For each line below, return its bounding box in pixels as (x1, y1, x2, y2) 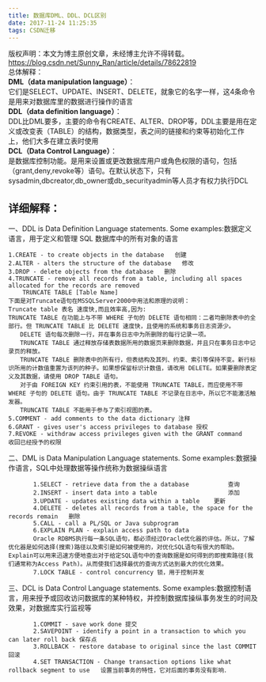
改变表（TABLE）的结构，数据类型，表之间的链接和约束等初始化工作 (21, 127, 245, 136)
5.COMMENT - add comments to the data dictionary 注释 (8, 415, 191, 423)
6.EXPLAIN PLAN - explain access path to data (32, 527, 190, 535)
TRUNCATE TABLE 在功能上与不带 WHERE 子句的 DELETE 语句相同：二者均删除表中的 (8, 314, 251, 322)
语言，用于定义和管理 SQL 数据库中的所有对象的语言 (8, 234, 179, 244)
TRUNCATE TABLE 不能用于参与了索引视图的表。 (19, 407, 156, 415)
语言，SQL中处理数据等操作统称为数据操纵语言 (14, 464, 168, 473)
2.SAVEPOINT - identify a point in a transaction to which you (32, 627, 246, 635)
